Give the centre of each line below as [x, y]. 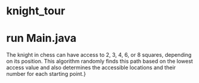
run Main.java [41, 39]
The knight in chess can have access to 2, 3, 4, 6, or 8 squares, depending [99, 55]
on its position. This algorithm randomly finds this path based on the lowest [99, 62]
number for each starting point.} [46, 74]
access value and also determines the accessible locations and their [91, 67]
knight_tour [36, 11]
